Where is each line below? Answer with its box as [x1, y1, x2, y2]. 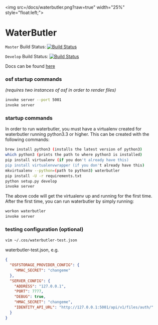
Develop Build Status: [5, 53, 49, 59]
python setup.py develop [5, 179, 57, 184]
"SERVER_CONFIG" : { [10, 278, 51, 283]
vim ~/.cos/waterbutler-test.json [5, 238, 78, 243]
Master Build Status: [5, 44, 46, 50]
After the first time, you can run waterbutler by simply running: [5, 198, 134, 205]
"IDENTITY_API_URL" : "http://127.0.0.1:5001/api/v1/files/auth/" [14, 305, 154, 310]
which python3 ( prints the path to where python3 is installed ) [5, 152, 142, 157]
